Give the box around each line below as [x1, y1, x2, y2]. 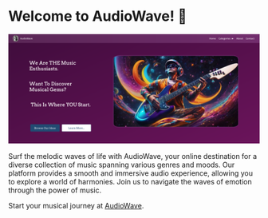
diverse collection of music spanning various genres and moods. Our [8, 160, 235, 170]
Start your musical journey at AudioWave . [8, 201, 144, 211]
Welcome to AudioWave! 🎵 [8, 7, 187, 26]
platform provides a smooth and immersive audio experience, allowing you [8, 168, 254, 178]
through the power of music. [8, 185, 102, 195]
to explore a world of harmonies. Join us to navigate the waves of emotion [8, 177, 253, 187]
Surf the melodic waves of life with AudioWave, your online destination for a [8, 152, 258, 161]
